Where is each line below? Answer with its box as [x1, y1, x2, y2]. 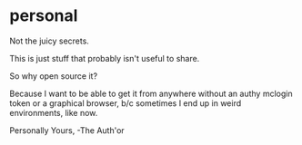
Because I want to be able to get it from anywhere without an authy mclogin [9, 88, 293, 99]
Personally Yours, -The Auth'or [9, 124, 125, 136]
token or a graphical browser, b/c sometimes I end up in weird [9, 97, 242, 109]
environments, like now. [9, 107, 98, 118]
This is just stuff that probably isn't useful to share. [9, 53, 200, 63]
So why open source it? [9, 70, 98, 82]
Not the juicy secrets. [9, 35, 89, 46]
